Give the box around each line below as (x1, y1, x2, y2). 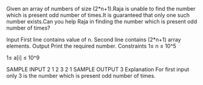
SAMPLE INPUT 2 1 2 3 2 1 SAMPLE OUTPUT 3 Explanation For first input (6, 66, 190, 73)
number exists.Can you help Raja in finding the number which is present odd (6, 18, 198, 25)
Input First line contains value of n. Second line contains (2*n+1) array (6, 36, 181, 43)
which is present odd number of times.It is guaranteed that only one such (6, 11, 190, 19)
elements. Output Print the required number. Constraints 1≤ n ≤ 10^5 (6, 42, 176, 49)
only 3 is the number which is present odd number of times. (6, 72, 156, 79)
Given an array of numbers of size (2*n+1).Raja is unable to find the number (6, 5, 196, 12)
